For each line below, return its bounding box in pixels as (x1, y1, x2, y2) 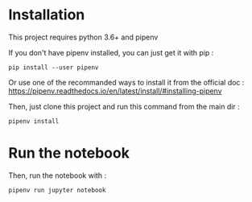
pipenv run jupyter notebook (8, 186, 106, 194)
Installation (8, 6, 85, 24)
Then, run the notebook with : (8, 171, 107, 180)
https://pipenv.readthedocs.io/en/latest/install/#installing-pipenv (8, 86, 223, 96)
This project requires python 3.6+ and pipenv (8, 32, 159, 42)
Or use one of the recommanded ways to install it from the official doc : (8, 77, 245, 87)
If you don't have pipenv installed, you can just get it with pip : (8, 47, 214, 57)
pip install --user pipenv (8, 63, 99, 72)
